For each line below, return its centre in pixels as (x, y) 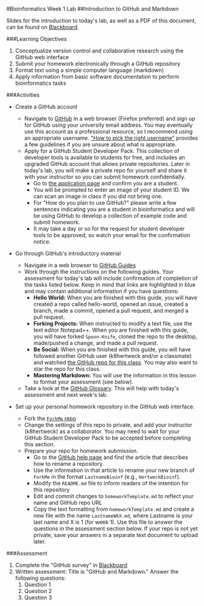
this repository (51, 490)
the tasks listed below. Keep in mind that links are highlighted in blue (110, 285)
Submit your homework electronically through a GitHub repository (98, 64)
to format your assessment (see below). (83, 382)
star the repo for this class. (67, 369)
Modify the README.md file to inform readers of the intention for (111, 483)
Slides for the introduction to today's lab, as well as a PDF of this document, (101, 20)
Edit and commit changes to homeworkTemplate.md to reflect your (113, 496)
